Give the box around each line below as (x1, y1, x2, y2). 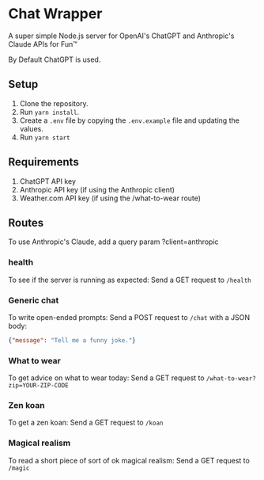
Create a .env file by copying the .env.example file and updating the (19, 116, 239, 125)
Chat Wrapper (8, 5, 103, 23)
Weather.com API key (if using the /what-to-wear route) (19, 193, 202, 203)
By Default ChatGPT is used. (8, 55, 101, 64)
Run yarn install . (19, 107, 80, 116)
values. (19, 124, 43, 133)
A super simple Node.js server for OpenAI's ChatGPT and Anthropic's (8, 31, 235, 40)
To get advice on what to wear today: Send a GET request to (8, 373, 205, 383)
